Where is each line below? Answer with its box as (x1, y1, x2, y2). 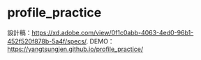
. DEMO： (86, 37, 114, 46)
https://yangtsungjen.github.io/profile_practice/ (7, 45, 144, 53)
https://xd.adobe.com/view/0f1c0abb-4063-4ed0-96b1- (31, 28, 194, 37)
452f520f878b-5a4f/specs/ (7, 37, 87, 46)
